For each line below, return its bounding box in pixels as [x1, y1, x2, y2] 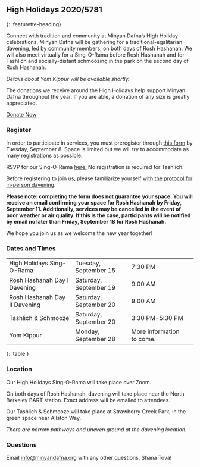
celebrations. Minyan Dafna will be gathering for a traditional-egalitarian [6, 38, 183, 45]
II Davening [9, 300, 40, 309]
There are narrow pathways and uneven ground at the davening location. [6, 425, 187, 433]
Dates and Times [6, 245, 56, 253]
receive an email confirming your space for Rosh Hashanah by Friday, [6, 199, 182, 206]
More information [131, 327, 180, 336]
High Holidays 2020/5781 [6, 5, 102, 15]
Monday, [75, 327, 100, 336]
